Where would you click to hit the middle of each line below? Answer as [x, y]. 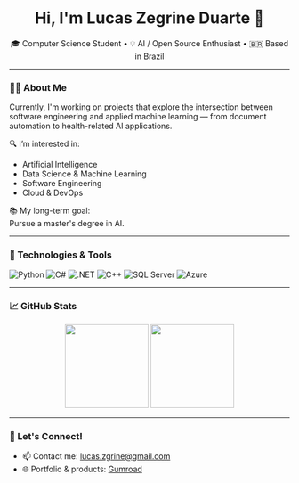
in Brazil [149, 56]
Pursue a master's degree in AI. [67, 224]
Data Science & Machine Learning [84, 174]
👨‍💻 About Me [38, 87]
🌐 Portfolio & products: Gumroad [82, 469]
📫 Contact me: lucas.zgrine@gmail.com [96, 456]
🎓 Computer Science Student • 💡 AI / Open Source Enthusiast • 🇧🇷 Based [149, 43]
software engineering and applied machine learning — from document [138, 117]
